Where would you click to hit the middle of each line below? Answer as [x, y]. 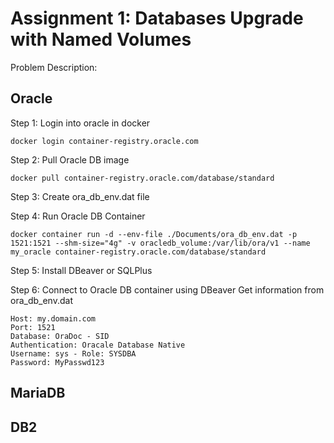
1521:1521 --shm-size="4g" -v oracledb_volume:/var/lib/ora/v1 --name [160, 243]
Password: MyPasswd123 [57, 362]
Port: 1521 [33, 327]
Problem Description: [54, 67]
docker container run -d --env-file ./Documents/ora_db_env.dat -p [154, 234]
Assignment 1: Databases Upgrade [157, 18]
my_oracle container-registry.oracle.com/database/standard [138, 252]
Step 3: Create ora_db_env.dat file [80, 196]
